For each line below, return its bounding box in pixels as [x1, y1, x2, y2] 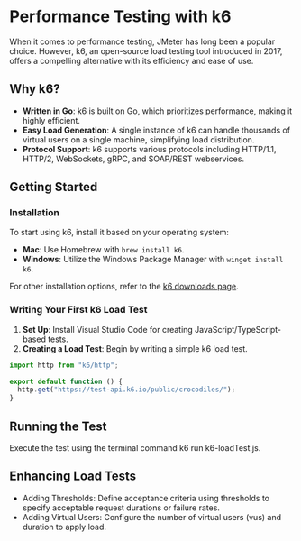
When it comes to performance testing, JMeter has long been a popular [9, 36, 276, 47]
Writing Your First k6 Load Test [9, 304, 148, 316]
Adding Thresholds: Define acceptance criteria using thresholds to [22, 492, 270, 503]
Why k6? [9, 81, 60, 96]
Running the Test [9, 418, 107, 434]
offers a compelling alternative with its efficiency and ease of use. [9, 55, 254, 66]
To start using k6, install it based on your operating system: [9, 227, 230, 238]
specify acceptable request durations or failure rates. [22, 502, 221, 513]
